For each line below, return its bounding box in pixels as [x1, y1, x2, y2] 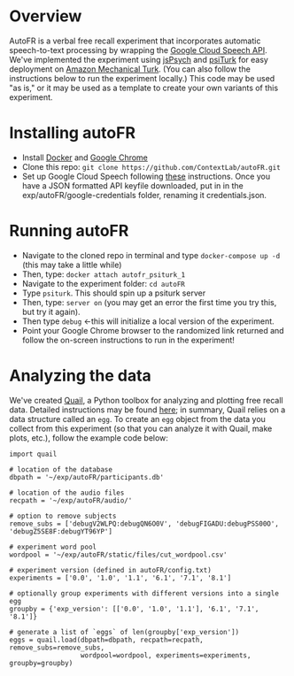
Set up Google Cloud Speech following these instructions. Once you [21, 171, 271, 181]
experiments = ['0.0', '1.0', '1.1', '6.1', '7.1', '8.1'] [9, 573, 232, 582]
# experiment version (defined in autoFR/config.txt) [9, 565, 213, 574]
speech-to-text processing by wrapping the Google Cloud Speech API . [9, 44, 267, 55]
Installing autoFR [9, 123, 135, 143]
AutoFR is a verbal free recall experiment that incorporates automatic [9, 35, 261, 46]
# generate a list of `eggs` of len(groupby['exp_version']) [9, 627, 240, 636]
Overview [9, 6, 82, 27]
